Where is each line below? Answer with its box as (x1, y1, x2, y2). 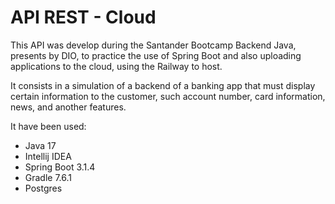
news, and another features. (10, 101, 127, 113)
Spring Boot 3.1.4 (24, 161, 96, 173)
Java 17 (24, 139, 57, 151)
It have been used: (10, 120, 87, 132)
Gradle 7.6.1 (24, 171, 73, 183)
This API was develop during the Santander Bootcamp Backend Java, (10, 39, 297, 51)
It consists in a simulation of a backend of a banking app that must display (10, 79, 316, 91)
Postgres (24, 182, 63, 194)
